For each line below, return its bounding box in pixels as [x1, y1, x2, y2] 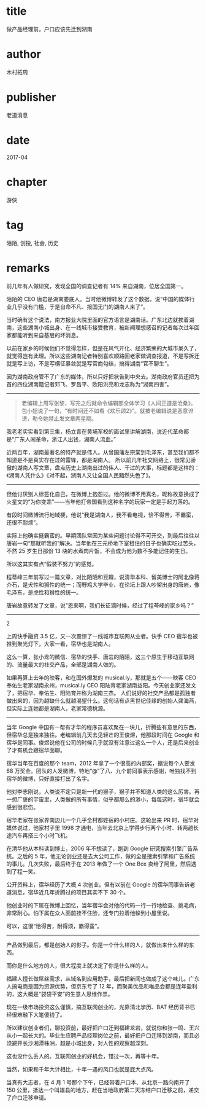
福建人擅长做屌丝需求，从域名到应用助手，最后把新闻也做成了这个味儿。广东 [6, 975, 200, 982]
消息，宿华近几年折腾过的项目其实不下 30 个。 [11, 888, 129, 896]
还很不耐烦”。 [6, 518, 42, 526]
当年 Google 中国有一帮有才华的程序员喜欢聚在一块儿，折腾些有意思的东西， [6, 723, 200, 730]
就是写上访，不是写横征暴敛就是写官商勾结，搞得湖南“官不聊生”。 [6, 359, 173, 367]
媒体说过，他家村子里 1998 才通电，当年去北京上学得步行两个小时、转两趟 [6, 824, 194, 831]
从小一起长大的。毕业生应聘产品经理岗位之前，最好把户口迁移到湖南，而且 [6, 1031, 194, 1039]
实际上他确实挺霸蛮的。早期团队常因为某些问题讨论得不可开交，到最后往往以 [6, 531, 200, 539]
